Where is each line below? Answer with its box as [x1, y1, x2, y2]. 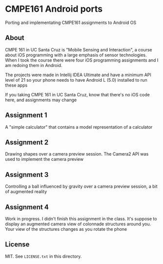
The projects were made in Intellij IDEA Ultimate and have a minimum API [5, 72, 151, 78]
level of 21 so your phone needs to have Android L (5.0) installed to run [5, 77, 147, 83]
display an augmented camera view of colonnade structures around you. [5, 221, 151, 227]
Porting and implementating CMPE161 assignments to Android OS [5, 20, 137, 25]
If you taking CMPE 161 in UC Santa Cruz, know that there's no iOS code [5, 91, 150, 97]
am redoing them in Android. [5, 62, 62, 68]
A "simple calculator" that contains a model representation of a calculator [5, 124, 153, 130]
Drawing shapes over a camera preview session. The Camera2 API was [5, 151, 149, 157]
